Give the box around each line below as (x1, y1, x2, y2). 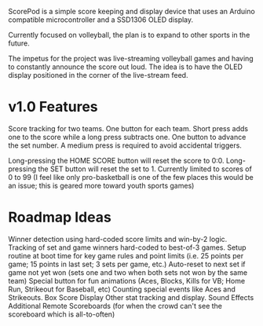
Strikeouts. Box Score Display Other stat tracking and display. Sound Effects (8, 292, 254, 302)
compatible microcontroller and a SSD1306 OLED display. (8, 15, 194, 24)
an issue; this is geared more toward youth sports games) (8, 181, 195, 190)
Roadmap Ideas (8, 208, 111, 226)
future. (8, 38, 30, 48)
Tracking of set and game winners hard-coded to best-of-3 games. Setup (8, 243, 247, 252)
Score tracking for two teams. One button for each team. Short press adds (8, 123, 249, 133)
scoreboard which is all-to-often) (8, 310, 115, 319)
